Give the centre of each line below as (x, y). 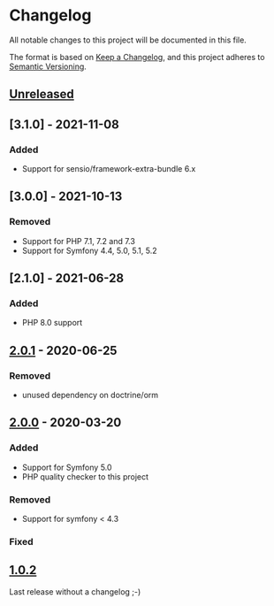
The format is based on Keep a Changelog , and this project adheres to (137, 57)
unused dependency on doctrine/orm (90, 395)
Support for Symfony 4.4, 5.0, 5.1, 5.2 (89, 250)
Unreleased (42, 94)
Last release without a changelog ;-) (75, 591)
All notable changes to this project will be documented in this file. (128, 40)
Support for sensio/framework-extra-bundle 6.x (109, 169)
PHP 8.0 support (52, 323)
